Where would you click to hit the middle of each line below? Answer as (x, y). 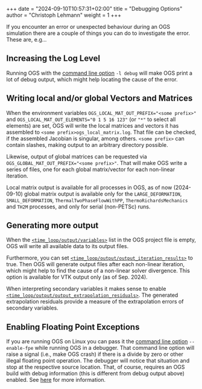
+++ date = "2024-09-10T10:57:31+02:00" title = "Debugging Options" (94, 9)
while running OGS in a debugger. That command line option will (115, 348)
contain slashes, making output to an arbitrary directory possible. (87, 145)
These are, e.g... (27, 39)
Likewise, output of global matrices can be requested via (77, 157)
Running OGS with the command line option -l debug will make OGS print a (99, 73)
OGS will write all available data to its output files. (68, 246)
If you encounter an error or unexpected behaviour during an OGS (88, 27)
